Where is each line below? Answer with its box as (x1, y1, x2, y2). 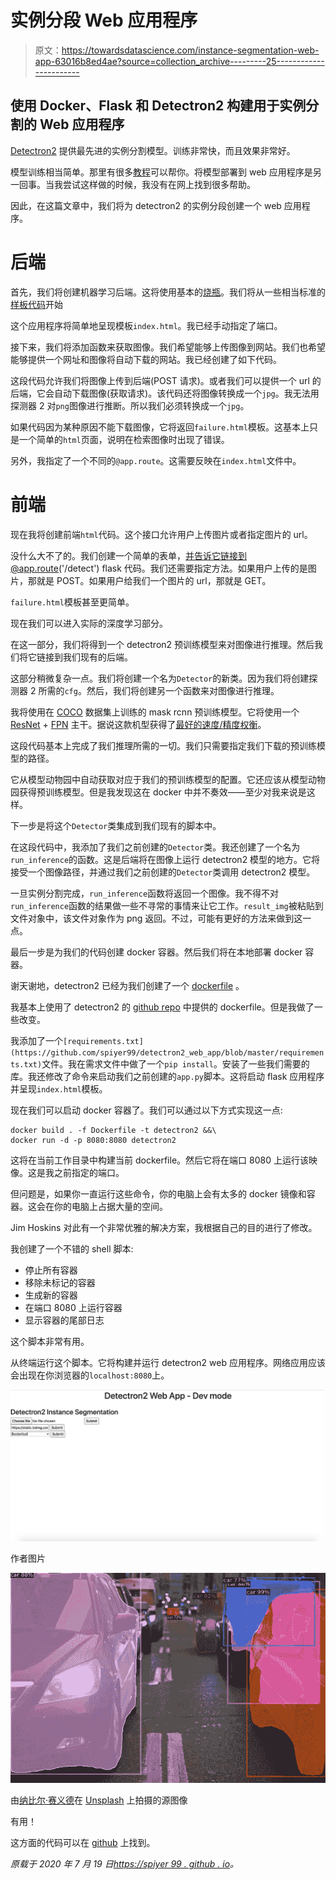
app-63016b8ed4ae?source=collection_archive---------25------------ (34, 55, 325, 67)
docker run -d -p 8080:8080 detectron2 (10, 1135, 177, 1145)
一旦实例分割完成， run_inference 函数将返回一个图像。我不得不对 (10, 887, 280, 899)
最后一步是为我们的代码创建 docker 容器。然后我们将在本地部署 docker (10, 946, 303, 958)
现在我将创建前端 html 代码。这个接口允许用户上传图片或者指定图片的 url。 (10, 528, 313, 540)
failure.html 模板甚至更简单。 (10, 596, 135, 608)
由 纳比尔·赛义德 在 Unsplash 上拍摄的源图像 (10, 1794, 188, 1806)
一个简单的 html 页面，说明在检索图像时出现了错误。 (18, 433, 230, 445)
